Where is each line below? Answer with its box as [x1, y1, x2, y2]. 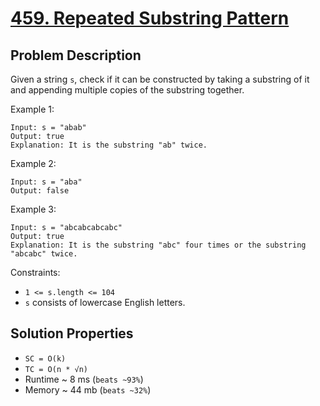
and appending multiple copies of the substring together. [10, 84, 245, 96]
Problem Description [10, 47, 142, 64]
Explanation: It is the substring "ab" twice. [10, 140, 208, 150]
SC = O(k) [24, 353, 67, 364]
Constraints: [10, 267, 61, 278]
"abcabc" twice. [10, 249, 78, 259]
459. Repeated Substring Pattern [10, 7, 290, 30]
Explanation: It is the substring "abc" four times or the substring [10, 240, 307, 250]
